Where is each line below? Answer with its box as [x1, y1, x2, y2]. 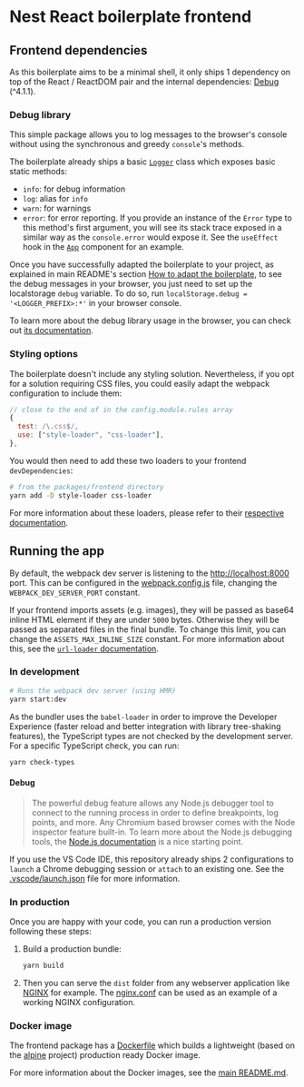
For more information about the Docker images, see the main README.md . [9, 1067, 289, 1078]
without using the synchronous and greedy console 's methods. [9, 139, 245, 150]
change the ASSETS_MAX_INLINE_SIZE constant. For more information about [9, 633, 285, 644]
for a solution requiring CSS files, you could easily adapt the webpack [9, 378, 270, 389]
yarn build [22, 961, 64, 970]
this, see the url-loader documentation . [9, 643, 159, 654]
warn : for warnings [22, 203, 92, 214]
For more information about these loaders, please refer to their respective [9, 507, 284, 519]
